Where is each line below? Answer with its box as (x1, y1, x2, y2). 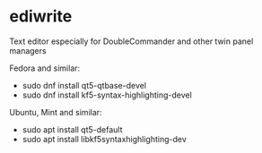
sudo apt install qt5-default (22, 123, 123, 135)
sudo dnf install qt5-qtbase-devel (22, 80, 146, 90)
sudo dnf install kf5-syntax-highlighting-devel (22, 89, 193, 100)
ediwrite (9, 6, 73, 27)
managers (9, 45, 47, 55)
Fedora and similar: (9, 63, 81, 73)
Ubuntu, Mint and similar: (9, 106, 102, 117)
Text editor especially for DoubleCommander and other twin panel (9, 36, 254, 47)
